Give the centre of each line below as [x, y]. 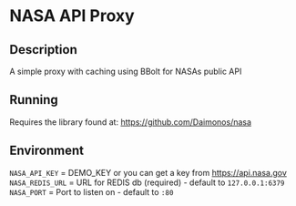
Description [43, 50]
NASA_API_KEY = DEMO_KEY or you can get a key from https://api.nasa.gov [148, 172]
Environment [47, 151]
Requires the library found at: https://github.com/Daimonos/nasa [131, 122]
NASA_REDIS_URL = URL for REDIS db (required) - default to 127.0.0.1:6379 [147, 182]
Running [34, 100]
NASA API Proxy [72, 16]
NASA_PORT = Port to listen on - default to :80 [92, 191]
